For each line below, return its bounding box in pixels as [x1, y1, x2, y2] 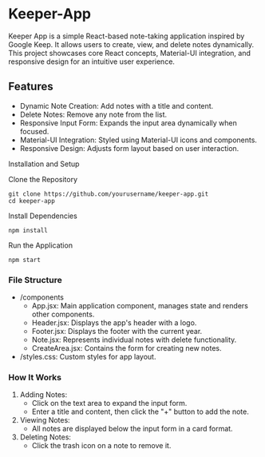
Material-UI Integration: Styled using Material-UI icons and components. [19, 135, 258, 145]
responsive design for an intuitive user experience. [8, 57, 176, 66]
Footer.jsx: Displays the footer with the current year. [31, 327, 203, 336]
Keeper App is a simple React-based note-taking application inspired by [8, 31, 245, 41]
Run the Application [8, 240, 73, 250]
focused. [19, 126, 49, 136]
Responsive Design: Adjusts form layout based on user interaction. [19, 143, 239, 153]
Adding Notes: [19, 390, 68, 399]
